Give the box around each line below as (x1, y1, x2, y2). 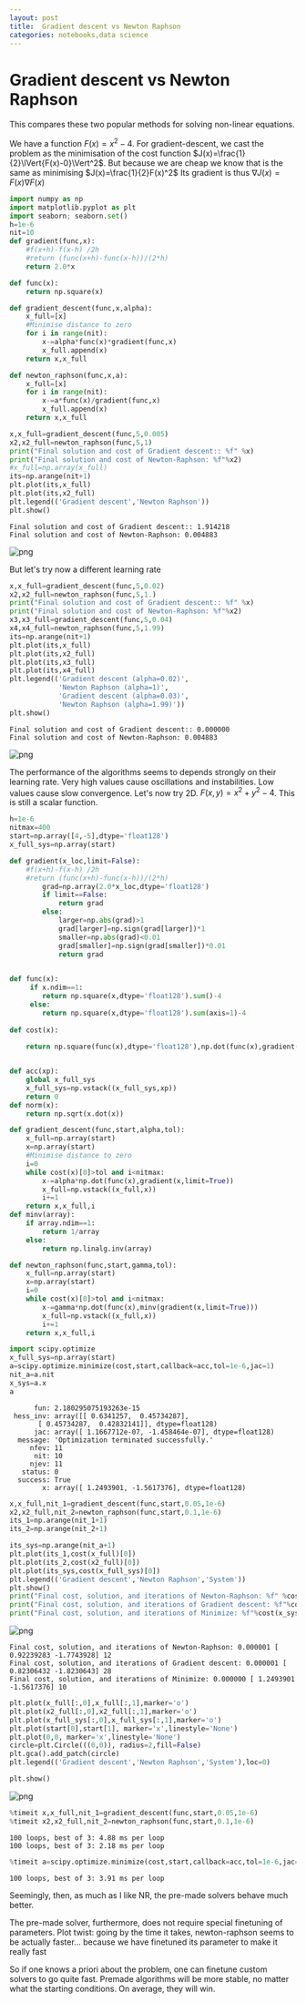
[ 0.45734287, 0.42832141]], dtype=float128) (37, 1419, 219, 1428)
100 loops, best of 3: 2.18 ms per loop (9, 1841, 166, 1850)
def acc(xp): (9, 1067, 59, 1076)
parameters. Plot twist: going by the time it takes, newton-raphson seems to (9, 1926, 294, 1937)
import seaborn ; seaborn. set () (9, 211, 128, 220)
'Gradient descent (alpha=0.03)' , (57, 691, 189, 701)
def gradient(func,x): (9, 237, 96, 246)
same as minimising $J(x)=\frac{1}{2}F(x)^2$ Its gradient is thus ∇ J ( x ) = (9, 167, 280, 178)
